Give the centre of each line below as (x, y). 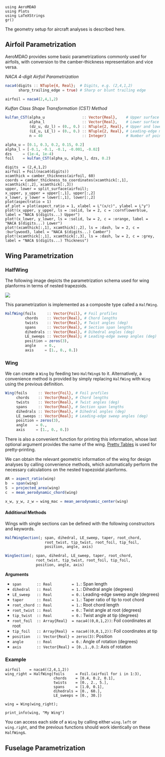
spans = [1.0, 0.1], (79, 687)
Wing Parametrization (39, 256)
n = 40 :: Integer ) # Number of (90, 136)
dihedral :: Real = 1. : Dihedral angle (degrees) (73, 589)
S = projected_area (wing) (33, 488)
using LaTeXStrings (25, 16)
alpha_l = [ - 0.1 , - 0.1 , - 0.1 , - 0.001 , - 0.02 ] (53, 149)
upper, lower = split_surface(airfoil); (47, 189)
